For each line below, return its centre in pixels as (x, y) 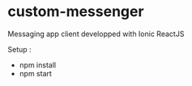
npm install (38, 65)
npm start (35, 73)
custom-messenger (76, 12)
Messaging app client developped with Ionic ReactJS (96, 34)
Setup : (19, 49)
